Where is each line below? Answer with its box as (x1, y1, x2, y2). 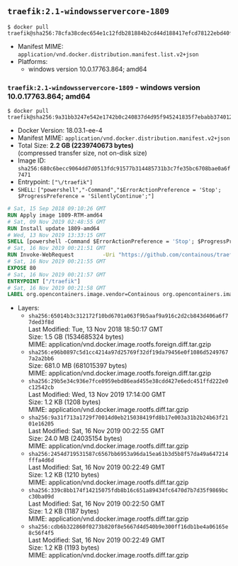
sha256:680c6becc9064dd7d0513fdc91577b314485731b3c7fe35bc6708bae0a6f (17, 165, 231, 173)
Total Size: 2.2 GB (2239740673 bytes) (17, 141, 134, 150)
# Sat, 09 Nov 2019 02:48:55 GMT (7, 218, 106, 225)
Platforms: (17, 57, 48, 65)
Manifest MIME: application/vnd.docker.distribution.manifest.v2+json (17, 134, 230, 142)
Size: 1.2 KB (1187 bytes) (28, 507, 99, 516)
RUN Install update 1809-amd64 (7, 224, 100, 232)
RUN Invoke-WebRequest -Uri (7, 251, 115, 258)
